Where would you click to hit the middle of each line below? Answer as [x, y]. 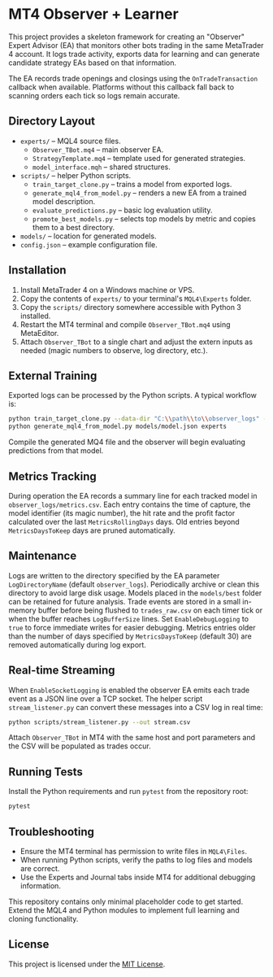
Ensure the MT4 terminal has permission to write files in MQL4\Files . [134, 851]
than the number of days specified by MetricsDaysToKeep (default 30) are [130, 636]
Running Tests [45, 772]
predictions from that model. [56, 451]
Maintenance [43, 556]
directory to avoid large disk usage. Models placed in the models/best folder [135, 593]
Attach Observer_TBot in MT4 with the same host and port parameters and [132, 738]
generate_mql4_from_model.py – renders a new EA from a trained [139, 193]
